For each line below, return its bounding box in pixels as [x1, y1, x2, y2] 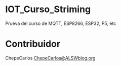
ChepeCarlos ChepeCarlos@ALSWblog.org [5, 55, 96, 61]
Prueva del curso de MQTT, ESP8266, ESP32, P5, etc [5, 20, 116, 26]
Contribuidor [5, 38, 61, 50]
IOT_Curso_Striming [5, 4, 91, 15]
